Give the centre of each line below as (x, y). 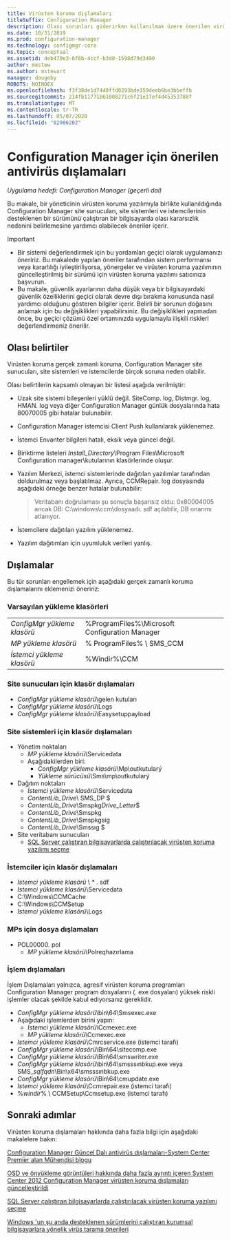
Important (21, 239)
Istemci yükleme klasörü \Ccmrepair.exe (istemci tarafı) (94, 1086)
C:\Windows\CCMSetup (51, 904)
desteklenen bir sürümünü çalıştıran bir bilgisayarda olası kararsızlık (103, 219)
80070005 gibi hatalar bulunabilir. (65, 413)
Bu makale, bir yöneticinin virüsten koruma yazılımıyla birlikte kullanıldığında (114, 204)
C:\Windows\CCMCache (51, 897)
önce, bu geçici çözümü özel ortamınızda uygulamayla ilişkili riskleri (113, 319)
